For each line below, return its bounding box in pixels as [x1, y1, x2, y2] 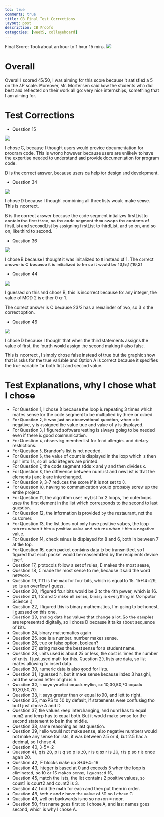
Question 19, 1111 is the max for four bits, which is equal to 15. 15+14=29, [12, 577, 157, 583]
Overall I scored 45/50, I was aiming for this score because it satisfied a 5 [5, 77, 153, 83]
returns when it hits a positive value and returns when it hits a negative [12, 526, 155, 531]
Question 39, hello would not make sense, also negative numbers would [12, 728, 157, 734]
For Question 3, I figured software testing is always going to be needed [12, 427, 155, 433]
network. [12, 573, 30, 578]
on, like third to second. [5, 228, 53, 234]
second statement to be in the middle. [12, 718, 89, 724]
